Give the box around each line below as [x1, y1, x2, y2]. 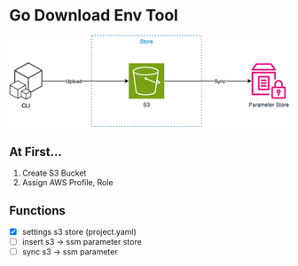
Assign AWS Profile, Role [21, 177, 114, 188]
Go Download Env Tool [9, 5, 179, 26]
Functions [9, 203, 67, 218]
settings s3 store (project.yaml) [21, 227, 137, 238]
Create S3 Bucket [21, 168, 87, 178]
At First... [9, 144, 62, 160]
